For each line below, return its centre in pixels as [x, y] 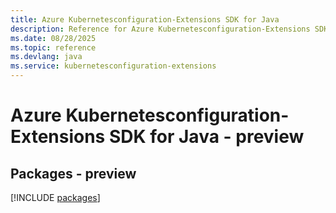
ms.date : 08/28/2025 [53, 38]
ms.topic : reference [53, 47]
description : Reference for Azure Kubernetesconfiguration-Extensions [160, 29]
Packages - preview [73, 173]
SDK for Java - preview [206, 137]
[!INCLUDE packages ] [55, 197]
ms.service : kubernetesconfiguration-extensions [113, 66]
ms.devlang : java [46, 57]
